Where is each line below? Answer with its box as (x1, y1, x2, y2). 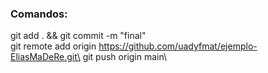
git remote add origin (10, 40, 97, 52)
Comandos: (10, 7, 68, 21)
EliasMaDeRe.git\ (10, 51, 81, 63)
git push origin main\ (82, 51, 168, 63)
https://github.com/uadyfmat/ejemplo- (98, 40, 258, 52)
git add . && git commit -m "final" (10, 30, 147, 42)
